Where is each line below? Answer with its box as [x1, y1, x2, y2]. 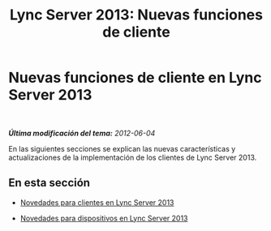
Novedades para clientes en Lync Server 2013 [19, 197, 174, 207]
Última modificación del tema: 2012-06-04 [8, 128, 156, 138]
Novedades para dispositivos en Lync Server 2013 [19, 213, 188, 223]
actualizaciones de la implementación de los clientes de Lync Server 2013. [8, 152, 257, 162]
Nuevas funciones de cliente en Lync [8, 69, 262, 87]
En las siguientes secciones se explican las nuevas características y [8, 143, 236, 153]
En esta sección [8, 176, 91, 190]
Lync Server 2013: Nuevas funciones [9, 6, 264, 24]
